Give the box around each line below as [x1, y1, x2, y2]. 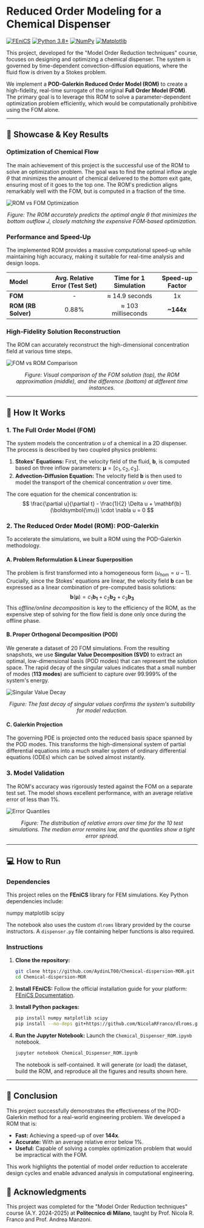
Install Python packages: [15, 1004, 80, 1011]
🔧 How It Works [6, 408, 66, 418]
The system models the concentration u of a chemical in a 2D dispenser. [6, 439, 188, 446]
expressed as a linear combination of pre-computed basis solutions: [6, 584, 177, 591]
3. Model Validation [6, 769, 65, 777]
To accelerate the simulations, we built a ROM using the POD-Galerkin [6, 535, 182, 543]
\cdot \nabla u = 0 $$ [100, 506, 154, 513]
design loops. [6, 259, 41, 266]
